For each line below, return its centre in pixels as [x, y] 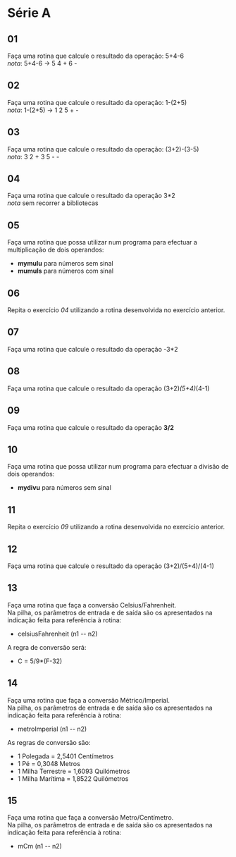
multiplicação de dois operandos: [56, 250]
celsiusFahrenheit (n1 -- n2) [57, 634]
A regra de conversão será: [47, 647]
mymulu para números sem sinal [66, 264]
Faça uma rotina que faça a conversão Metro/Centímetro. [91, 818]
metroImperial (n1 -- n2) [52, 729]
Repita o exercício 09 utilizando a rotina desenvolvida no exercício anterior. [116, 527]
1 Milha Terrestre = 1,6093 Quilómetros [74, 771]
